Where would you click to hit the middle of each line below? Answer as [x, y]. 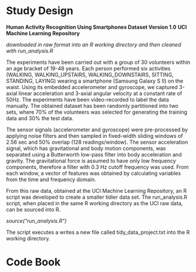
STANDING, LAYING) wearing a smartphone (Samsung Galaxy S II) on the [95, 81]
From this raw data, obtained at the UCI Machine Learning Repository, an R [96, 191]
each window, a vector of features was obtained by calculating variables [94, 173]
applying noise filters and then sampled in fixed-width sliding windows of [94, 135]
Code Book [33, 262]
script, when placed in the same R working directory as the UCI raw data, [94, 203]
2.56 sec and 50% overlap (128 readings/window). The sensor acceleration [97, 142]
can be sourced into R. [33, 209]
